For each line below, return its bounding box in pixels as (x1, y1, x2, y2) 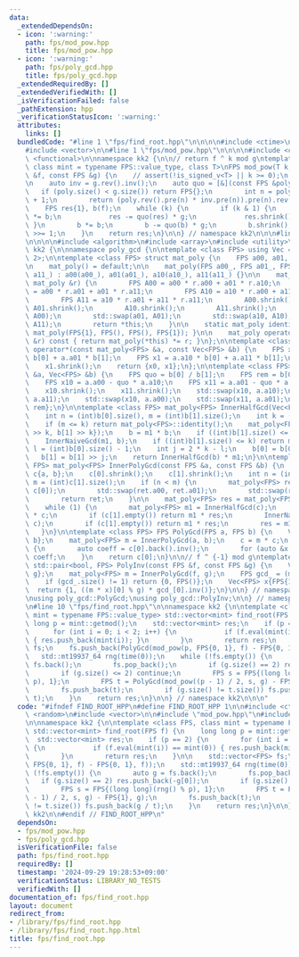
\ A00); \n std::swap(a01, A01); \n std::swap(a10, (25, 312, 269, 321)
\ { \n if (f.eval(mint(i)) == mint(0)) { (25, 743, 225, 753)
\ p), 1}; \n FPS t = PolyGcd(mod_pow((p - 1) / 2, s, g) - (25, 677, 277, 686)
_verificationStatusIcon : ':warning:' (17, 112, 162, 121)
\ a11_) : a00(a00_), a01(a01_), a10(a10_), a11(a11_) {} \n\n (25, 270, 261, 279)
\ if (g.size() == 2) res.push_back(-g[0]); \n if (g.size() (25, 777, 289, 786)
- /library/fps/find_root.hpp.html (9, 926, 141, 936)
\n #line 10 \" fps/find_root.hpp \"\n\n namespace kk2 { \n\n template (25, 603, 277, 612)
